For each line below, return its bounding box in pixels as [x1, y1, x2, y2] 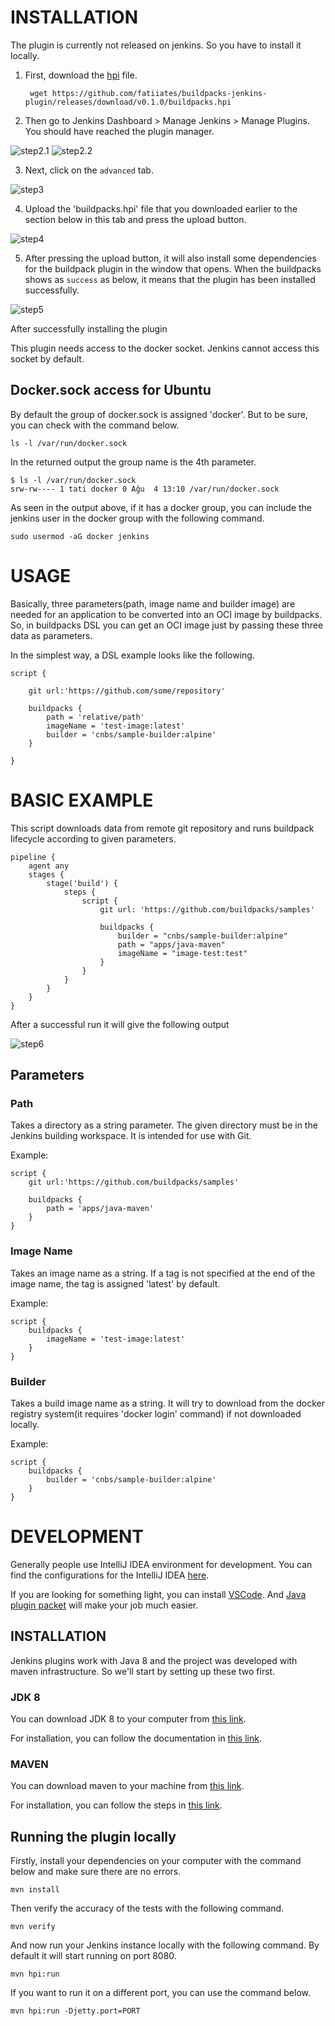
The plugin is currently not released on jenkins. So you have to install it [10, 39, 302, 51]
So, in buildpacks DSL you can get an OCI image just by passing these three [10, 619, 324, 631]
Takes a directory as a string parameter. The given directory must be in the [10, 1119, 318, 1131]
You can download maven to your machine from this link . [10, 1780, 245, 1792]
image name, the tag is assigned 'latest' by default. [10, 1277, 221, 1290]
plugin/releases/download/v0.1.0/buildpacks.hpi [24, 97, 232, 107]
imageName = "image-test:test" [117, 948, 248, 958]
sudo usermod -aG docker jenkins [10, 531, 150, 541]
